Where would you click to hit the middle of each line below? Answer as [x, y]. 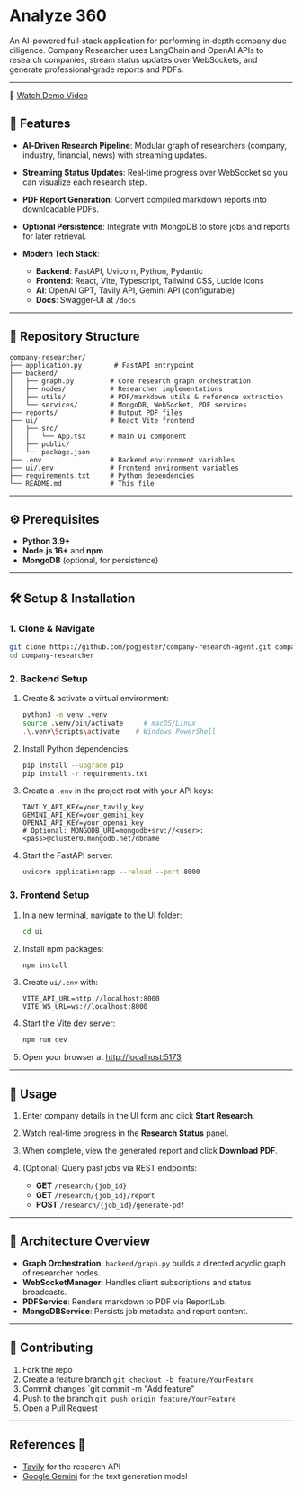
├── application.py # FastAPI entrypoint [102, 365]
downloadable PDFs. [61, 209]
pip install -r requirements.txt [85, 773]
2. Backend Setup [49, 679]
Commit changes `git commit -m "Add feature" [108, 1388]
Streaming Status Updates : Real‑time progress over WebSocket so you [155, 172]
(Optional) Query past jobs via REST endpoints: [110, 1168]
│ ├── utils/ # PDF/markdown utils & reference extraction [146, 397]
